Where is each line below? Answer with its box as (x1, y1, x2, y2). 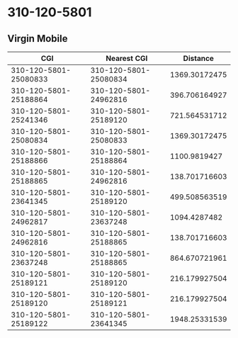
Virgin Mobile (7, 33, 68, 45)
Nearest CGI (106, 54, 148, 63)
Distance (183, 54, 215, 63)
